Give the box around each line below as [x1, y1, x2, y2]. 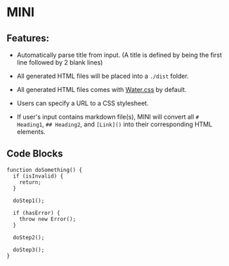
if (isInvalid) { [13, 173, 64, 180]
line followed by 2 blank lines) [16, 58, 103, 67]
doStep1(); [13, 197, 45, 204]
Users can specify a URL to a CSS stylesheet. [16, 99, 149, 107]
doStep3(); [13, 246, 45, 253]
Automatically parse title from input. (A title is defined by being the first [16, 51, 223, 59]
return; [19, 178, 41, 186]
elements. [16, 128, 46, 135]
